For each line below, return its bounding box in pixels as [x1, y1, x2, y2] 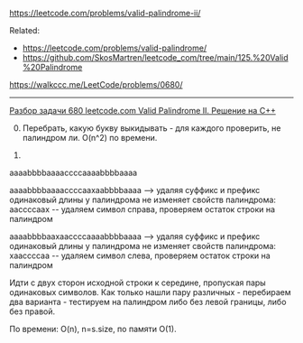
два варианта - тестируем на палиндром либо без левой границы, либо [9, 297, 287, 307]
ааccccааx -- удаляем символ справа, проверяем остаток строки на [9, 204, 276, 215]
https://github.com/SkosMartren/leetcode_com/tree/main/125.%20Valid [22, 52, 289, 62]
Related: [9, 25, 41, 35]
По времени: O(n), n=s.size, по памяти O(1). [9, 324, 178, 334]
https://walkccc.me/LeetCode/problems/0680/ [9, 79, 183, 89]
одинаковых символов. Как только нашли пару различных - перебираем [9, 287, 291, 297]
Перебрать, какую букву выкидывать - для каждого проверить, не [22, 123, 281, 134]
